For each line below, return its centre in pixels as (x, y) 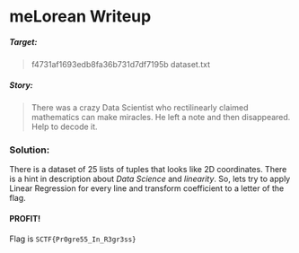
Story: (21, 85)
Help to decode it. (64, 126)
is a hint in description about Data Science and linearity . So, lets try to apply (150, 179)
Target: (23, 41)
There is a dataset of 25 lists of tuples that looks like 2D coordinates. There (148, 170)
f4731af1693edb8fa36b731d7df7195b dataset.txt (121, 65)
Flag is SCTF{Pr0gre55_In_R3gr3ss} (73, 239)
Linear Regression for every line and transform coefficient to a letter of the (147, 188)
